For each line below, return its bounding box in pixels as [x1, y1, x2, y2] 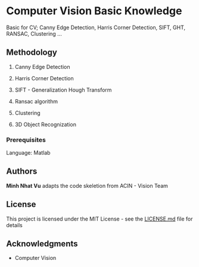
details [6, 221, 23, 228]
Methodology [6, 48, 58, 58]
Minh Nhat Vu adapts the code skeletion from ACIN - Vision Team [6, 182, 169, 189]
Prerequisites [6, 136, 46, 144]
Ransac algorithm [14, 98, 58, 105]
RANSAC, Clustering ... [6, 30, 63, 37]
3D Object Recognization [14, 121, 76, 128]
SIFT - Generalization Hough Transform [14, 86, 112, 93]
